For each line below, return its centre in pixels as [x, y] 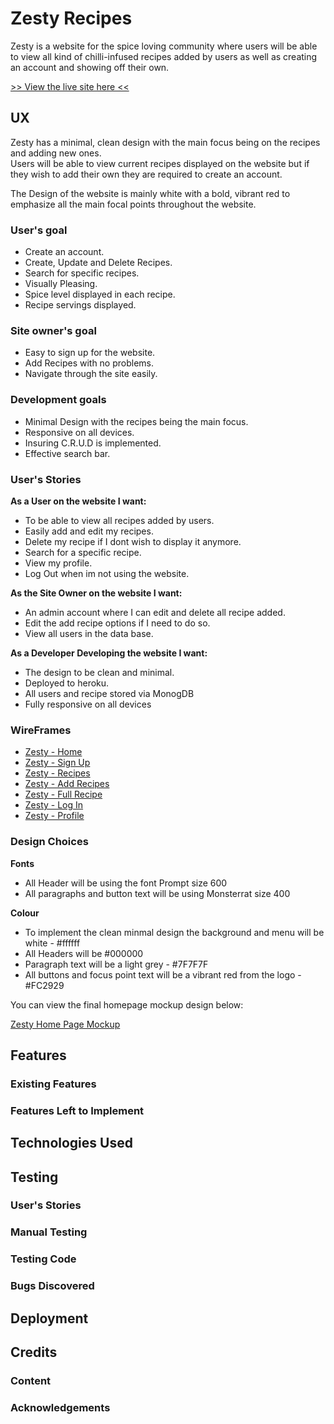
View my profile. [58, 563]
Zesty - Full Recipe [63, 794]
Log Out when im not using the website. [107, 573]
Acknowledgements [60, 1407]
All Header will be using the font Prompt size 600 [126, 883]
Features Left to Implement [77, 1110]
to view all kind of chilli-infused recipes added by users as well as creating [164, 56]
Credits [34, 1352]
